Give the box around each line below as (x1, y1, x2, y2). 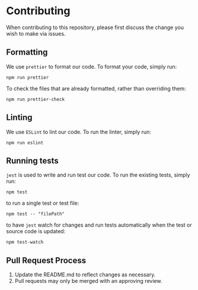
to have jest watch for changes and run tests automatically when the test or (6, 221, 192, 229)
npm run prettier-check (6, 96, 65, 102)
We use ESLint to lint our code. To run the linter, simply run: (6, 128, 151, 135)
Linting (6, 113, 33, 123)
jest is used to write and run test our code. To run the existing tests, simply (6, 171, 190, 179)
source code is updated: (6, 228, 66, 235)
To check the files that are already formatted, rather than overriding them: (6, 85, 186, 92)
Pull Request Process (6, 255, 87, 265)
